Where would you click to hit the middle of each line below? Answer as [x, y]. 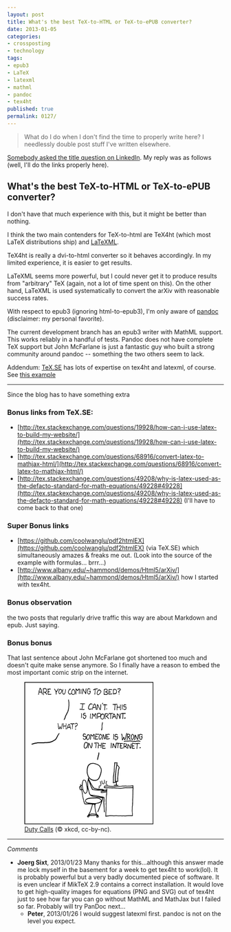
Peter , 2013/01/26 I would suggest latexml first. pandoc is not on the [124, 913]
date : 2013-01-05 [32, 29]
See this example [32, 374]
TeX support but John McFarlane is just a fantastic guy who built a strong [111, 346]
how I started [200, 577]
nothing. [19, 221]
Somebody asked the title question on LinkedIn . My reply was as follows [109, 157]
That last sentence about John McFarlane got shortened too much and [107, 658]
